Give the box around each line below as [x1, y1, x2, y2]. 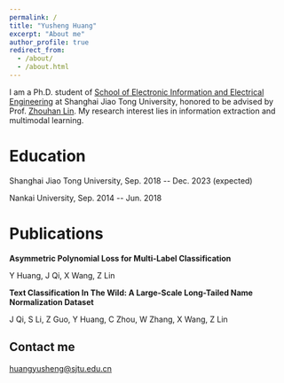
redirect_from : [9, 46, 66, 55]
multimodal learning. [9, 114, 84, 125]
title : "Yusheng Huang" [9, 21, 98, 30]
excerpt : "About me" [9, 29, 86, 38]
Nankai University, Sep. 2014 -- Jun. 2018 [9, 192, 162, 203]
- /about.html [17, 63, 69, 72]
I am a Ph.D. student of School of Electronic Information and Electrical [9, 86, 264, 98]
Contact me [9, 340, 75, 355]
